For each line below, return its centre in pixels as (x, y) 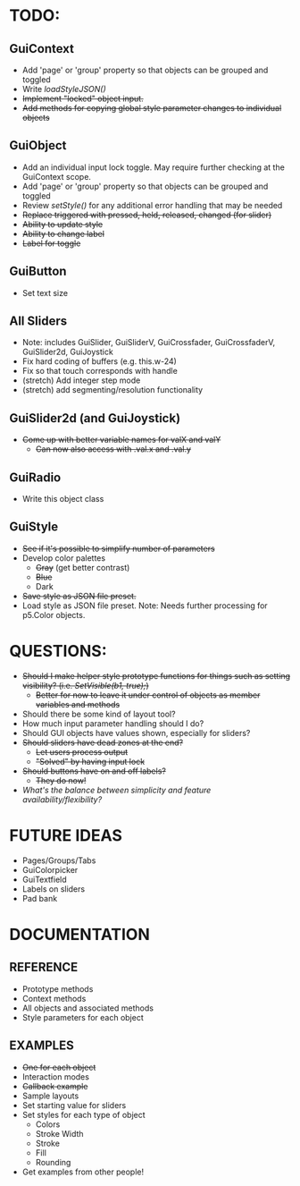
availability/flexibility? (62, 799)
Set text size (45, 292)
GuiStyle (34, 527)
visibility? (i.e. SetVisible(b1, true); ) (85, 685)
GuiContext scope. (57, 176)
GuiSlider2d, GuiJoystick (67, 352)
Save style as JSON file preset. (79, 596)
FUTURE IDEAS (66, 835)
